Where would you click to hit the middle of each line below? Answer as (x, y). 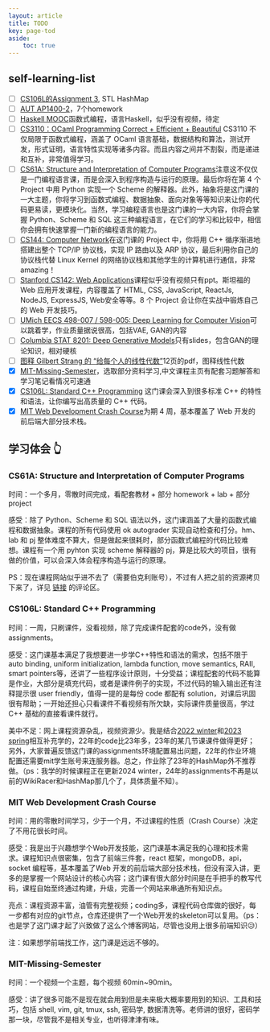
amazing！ (38, 270)
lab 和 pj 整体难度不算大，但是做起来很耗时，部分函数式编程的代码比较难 (129, 540)
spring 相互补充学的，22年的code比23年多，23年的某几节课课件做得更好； (132, 741)
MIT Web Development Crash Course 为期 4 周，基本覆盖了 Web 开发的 (137, 411)
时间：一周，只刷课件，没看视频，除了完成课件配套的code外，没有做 (123, 627)
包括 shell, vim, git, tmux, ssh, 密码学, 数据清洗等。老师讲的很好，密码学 (141, 1009)
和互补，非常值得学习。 (59, 159)
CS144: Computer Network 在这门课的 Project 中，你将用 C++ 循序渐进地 (140, 240)
